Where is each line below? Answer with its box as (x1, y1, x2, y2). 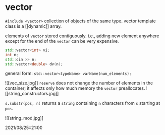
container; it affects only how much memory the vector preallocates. (5, 85, 145, 91)
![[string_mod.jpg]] (5, 115, 44, 121)
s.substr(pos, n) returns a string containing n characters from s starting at (5, 100, 160, 106)
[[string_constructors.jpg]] (5, 91, 59, 97)
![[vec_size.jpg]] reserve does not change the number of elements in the (5, 80, 153, 86)
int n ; (5, 52, 19, 57)
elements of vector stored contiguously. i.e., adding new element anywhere (5, 33, 160, 39)
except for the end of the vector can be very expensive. (5, 38, 119, 44)
